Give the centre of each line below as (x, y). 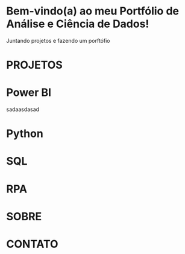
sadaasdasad (23, 109)
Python (25, 134)
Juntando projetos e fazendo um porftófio (58, 40)
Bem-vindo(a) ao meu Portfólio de (93, 11)
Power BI (29, 93)
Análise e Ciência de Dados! (78, 24)
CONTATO (32, 244)
